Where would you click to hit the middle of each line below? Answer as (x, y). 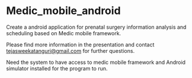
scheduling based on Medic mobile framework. (64, 33)
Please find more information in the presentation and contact (80, 45)
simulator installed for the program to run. (57, 68)
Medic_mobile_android (63, 11)
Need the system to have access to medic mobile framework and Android (96, 62)
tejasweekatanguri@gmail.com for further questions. (71, 50)
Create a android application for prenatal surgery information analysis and (96, 27)
